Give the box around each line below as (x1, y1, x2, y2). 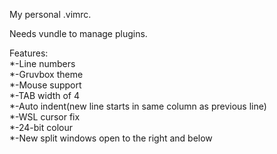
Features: (9, 47, 49, 59)
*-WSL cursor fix (9, 111, 81, 123)
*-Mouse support (9, 79, 82, 91)
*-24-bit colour (9, 122, 74, 133)
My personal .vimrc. (9, 9, 92, 20)
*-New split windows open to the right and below (9, 132, 213, 144)
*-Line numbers (9, 58, 76, 69)
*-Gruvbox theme (9, 69, 84, 80)
